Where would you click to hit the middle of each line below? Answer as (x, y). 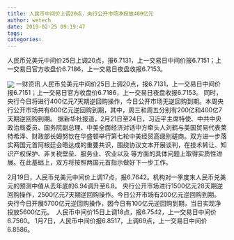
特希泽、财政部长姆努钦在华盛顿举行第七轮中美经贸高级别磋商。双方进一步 (114, 136)
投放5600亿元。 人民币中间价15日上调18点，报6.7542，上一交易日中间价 (112, 212)
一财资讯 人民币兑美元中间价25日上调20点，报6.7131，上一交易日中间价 (118, 84)
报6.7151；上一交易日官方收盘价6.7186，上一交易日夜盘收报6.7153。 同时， (115, 93)
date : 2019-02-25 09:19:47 (46, 27)
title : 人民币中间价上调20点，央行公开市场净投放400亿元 (80, 14)
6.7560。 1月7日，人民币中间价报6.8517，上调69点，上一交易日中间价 (107, 221)
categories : (24, 40)
